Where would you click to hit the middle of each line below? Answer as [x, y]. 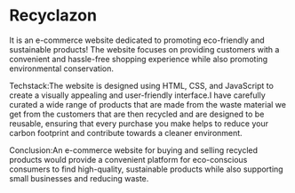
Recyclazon [53, 16]
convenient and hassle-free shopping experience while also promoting [139, 59]
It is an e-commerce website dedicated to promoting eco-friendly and [137, 40]
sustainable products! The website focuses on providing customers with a [144, 49]
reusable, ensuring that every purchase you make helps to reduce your [139, 123]
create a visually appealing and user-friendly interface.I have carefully [138, 95]
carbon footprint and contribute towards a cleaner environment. [126, 133]
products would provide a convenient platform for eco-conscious [128, 159]
